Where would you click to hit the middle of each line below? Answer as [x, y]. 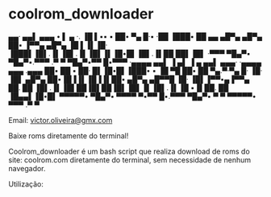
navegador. [27, 168]
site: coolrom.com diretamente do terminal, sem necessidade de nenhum [130, 160]
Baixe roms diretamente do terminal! [69, 135]
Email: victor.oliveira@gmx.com [60, 120]
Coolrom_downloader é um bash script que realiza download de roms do [129, 151]
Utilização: [26, 184]
